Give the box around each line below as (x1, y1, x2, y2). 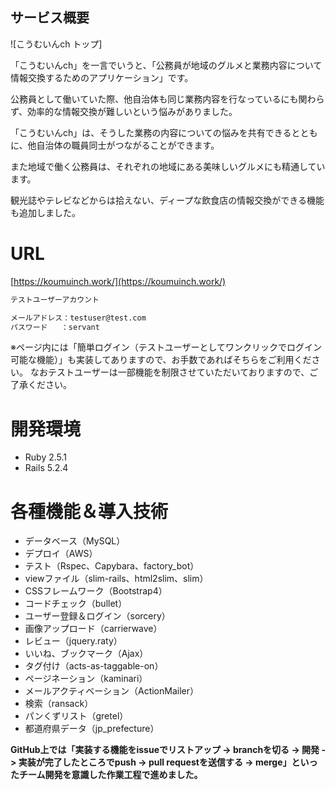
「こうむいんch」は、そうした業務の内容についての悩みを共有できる (10, 126, 292, 138)
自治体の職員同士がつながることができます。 (36, 139, 220, 151)
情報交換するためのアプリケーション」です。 (10, 71, 194, 83)
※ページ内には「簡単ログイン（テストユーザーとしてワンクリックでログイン (10, 341, 322, 353)
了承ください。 (10, 379, 72, 391)
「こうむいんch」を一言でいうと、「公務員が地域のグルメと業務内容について (10, 59, 323, 71)
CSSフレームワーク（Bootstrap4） (24, 585, 168, 597)
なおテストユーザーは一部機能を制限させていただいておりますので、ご (29, 366, 319, 378)
